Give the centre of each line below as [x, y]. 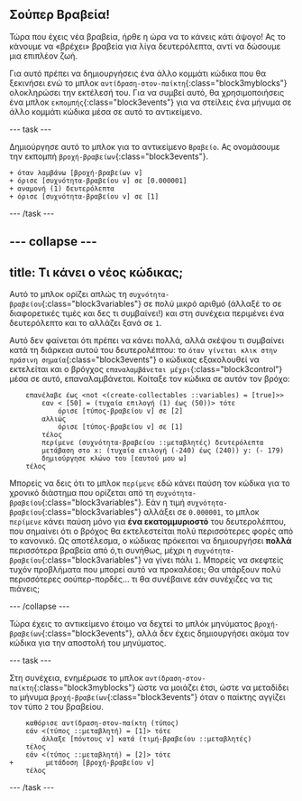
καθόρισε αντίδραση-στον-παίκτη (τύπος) [102, 723]
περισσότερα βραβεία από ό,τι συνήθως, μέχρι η [101, 551]
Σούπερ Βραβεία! [60, 15]
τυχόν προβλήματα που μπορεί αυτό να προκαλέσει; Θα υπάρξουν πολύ [145, 570]
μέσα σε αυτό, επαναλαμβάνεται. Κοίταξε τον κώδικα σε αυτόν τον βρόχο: [150, 379]
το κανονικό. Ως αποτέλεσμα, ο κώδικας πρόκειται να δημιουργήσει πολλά [151, 541]
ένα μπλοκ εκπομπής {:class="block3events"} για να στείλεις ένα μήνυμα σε [151, 102]
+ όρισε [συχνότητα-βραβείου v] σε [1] [84, 196]
